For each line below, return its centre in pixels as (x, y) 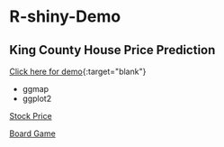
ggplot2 (37, 98)
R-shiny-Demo (65, 17)
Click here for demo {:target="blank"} (78, 71)
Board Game (32, 133)
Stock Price (31, 116)
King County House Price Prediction (112, 50)
